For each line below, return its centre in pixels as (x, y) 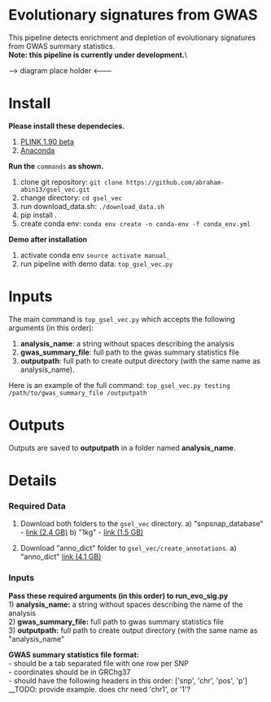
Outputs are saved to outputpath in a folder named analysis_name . (122, 447)
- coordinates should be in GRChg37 (70, 672)
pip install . (38, 215)
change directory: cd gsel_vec (71, 198)
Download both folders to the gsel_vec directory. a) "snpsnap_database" (142, 524)
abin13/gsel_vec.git (55, 190)
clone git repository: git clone (71, 181)
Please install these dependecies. (67, 126)
